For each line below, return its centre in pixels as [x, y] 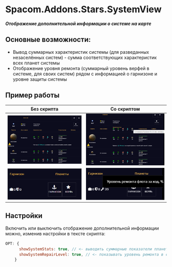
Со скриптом [125, 109]
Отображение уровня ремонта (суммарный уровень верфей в [81, 68]
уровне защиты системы [40, 79]
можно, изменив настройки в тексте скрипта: [56, 233]
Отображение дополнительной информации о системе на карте [79, 24]
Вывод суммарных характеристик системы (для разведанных [81, 52]
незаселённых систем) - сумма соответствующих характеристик [85, 57]
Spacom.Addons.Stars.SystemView [83, 9]
